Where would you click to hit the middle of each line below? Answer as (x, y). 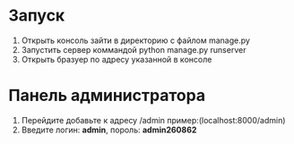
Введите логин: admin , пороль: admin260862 (109, 130)
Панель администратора (107, 96)
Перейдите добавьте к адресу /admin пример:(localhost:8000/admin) (153, 120)
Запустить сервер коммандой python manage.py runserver (134, 49)
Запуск (37, 16)
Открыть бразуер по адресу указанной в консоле (117, 59)
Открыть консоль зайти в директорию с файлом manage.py (135, 40)
